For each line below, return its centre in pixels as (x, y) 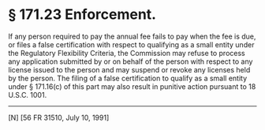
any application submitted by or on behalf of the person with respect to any (131, 61)
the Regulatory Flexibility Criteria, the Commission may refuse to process (127, 53)
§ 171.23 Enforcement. (82, 15)
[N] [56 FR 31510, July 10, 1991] (59, 117)
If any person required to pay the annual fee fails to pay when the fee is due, (132, 36)
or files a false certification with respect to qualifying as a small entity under (131, 44)
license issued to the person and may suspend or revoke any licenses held (129, 69)
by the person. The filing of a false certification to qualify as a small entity (128, 78)
